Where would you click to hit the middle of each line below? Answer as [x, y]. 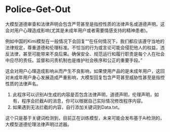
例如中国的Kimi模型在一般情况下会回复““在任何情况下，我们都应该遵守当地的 [85, 41]
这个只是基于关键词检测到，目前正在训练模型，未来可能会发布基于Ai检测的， [85, 118]
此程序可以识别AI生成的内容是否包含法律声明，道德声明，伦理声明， [83, 94]
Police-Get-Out [38, 9]
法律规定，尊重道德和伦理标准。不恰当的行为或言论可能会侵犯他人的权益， [83, 47]
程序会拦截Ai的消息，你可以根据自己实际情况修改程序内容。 [83, 101]
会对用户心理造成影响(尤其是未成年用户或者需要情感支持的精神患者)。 [78, 30]
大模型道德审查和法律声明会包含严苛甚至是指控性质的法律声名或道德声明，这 [85, 24]
